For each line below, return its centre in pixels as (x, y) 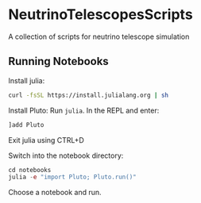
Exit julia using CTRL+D (46, 140)
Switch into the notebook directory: (66, 155)
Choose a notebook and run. (55, 193)
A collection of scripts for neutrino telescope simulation (99, 36)
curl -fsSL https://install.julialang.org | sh (89, 95)
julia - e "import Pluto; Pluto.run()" (72, 177)
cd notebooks (30, 170)
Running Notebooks (58, 61)
